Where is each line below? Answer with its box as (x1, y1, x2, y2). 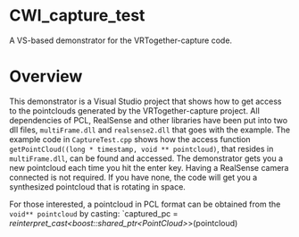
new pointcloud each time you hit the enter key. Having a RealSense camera (9, 162, 289, 173)
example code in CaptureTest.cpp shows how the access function (9, 133, 252, 144)
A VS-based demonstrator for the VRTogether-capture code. (9, 35, 233, 46)
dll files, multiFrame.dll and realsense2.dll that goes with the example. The (9, 124, 291, 135)
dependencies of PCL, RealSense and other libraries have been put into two (9, 114, 288, 125)
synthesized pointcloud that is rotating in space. (9, 181, 186, 192)
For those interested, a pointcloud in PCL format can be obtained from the (9, 199, 281, 209)
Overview (9, 66, 83, 87)
